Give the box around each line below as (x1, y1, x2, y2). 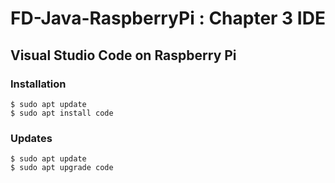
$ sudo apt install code (10, 108, 114, 118)
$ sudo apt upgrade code (10, 163, 114, 173)
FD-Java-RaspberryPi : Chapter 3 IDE (10, 7, 326, 30)
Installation (10, 77, 67, 91)
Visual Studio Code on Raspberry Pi (10, 47, 237, 64)
